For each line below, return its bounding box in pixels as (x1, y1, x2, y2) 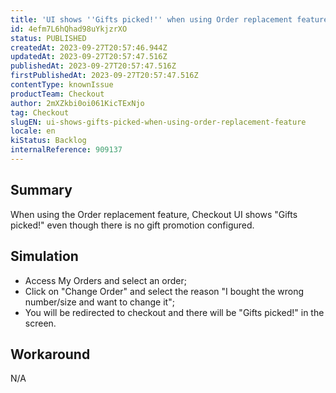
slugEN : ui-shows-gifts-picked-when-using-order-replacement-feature (10, 117, 307, 127)
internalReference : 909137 (10, 145, 123, 155)
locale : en (10, 126, 56, 136)
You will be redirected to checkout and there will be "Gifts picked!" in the (24, 306, 325, 318)
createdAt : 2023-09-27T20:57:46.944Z (10, 42, 168, 53)
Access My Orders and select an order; (24, 274, 187, 286)
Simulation (10, 248, 79, 265)
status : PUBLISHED (10, 33, 87, 43)
